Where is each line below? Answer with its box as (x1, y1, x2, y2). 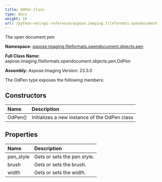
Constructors (5, 91, 47, 100)
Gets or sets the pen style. (34, 153, 94, 160)
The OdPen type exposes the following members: (5, 77, 105, 83)
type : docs (5, 12, 27, 17)
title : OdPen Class (5, 7, 45, 12)
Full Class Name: (5, 53, 40, 59)
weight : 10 (5, 16, 27, 21)
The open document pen (5, 34, 55, 40)
